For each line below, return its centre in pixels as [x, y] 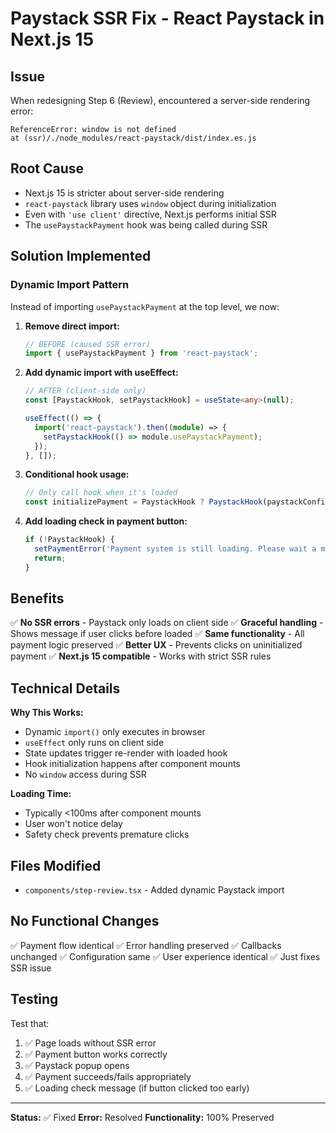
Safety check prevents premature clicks [107, 834]
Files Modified [56, 865]
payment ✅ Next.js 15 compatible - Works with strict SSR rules [141, 656]
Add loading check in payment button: [106, 521]
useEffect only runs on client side [94, 743]
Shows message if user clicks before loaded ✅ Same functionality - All [157, 634]
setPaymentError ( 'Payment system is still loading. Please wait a [175, 549]
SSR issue [31, 968]
